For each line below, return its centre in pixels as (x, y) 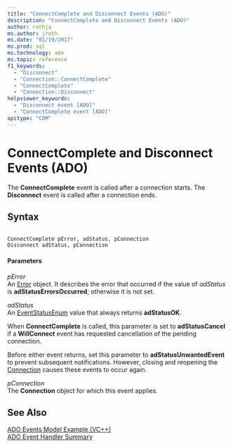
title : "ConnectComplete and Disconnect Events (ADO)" (89, 14)
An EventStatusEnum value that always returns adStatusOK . (95, 312)
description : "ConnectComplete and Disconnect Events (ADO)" (99, 20)
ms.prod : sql (26, 46)
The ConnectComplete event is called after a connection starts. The (106, 187)
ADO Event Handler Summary (50, 437)
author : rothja (29, 27)
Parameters (25, 261)
